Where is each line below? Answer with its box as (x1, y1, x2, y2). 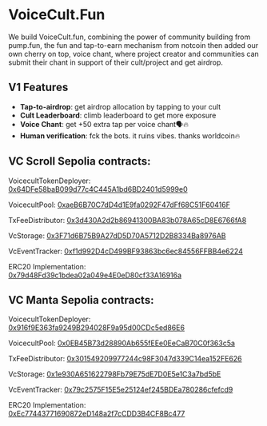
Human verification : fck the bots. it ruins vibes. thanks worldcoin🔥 (19, 130, 241, 141)
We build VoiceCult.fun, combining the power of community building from (8, 32, 251, 42)
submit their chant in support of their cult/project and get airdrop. (8, 58, 224, 67)
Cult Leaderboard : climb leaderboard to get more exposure (19, 110, 217, 120)
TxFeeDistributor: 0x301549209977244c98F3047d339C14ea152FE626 (8, 354, 242, 364)
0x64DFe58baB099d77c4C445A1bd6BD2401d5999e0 (8, 184, 188, 193)
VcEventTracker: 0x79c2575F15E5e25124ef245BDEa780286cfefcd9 (8, 385, 233, 395)
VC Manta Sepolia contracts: (8, 293, 154, 307)
